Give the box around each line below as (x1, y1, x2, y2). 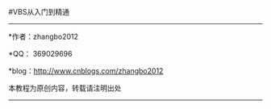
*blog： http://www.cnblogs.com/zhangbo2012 (8, 66, 164, 75)
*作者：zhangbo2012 (8, 31, 79, 41)
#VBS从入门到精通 (8, 7, 70, 16)
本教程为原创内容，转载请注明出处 (8, 83, 122, 93)
